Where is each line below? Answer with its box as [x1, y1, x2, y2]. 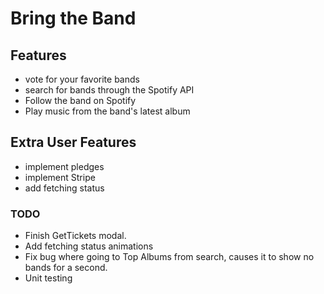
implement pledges [24, 160, 105, 172]
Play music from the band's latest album [24, 105, 191, 117]
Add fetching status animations [24, 240, 154, 252]
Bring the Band [10, 7, 137, 30]
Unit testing [24, 272, 73, 284]
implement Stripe [24, 171, 96, 183]
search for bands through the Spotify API [24, 84, 195, 96]
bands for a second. [24, 262, 108, 274]
